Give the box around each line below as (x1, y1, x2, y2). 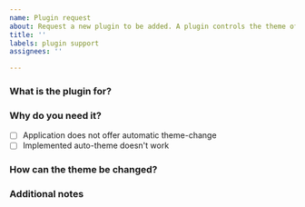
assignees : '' (9, 47, 64, 56)
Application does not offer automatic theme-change (22, 130, 217, 141)
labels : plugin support (9, 38, 100, 48)
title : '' (9, 30, 47, 39)
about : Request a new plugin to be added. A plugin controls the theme (9, 22, 286, 31)
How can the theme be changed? (9, 163, 158, 176)
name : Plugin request (9, 13, 92, 23)
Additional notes (9, 188, 84, 201)
